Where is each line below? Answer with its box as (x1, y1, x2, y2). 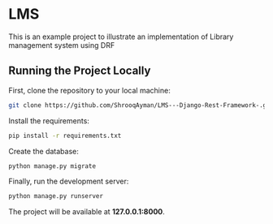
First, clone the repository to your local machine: (8, 85, 171, 95)
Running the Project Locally (8, 64, 151, 78)
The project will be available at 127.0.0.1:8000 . (8, 207, 165, 217)
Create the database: (8, 146, 80, 156)
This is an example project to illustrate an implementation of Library (8, 32, 234, 41)
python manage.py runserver (8, 192, 104, 200)
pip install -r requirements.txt (8, 131, 122, 140)
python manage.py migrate (8, 162, 96, 170)
